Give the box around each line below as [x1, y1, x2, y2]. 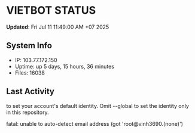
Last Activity [6, 86, 55, 97]
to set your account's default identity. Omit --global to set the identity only [6, 102, 190, 109]
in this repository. [6, 109, 49, 116]
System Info [6, 41, 53, 51]
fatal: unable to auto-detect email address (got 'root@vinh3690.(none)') [6, 120, 184, 127]
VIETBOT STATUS [6, 4, 96, 17]
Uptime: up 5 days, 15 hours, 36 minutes [14, 63, 115, 70]
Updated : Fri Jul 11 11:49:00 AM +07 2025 [6, 23, 109, 30]
